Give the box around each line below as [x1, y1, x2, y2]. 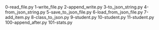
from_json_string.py [5, 9, 46, 15]
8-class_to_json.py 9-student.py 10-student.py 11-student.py [31, 15, 154, 20]
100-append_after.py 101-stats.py [5, 19, 73, 25]
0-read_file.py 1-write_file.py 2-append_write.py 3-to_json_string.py [5, 4, 143, 10]
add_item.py [5, 15, 31, 20]
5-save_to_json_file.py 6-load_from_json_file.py [46, 9, 143, 15]
